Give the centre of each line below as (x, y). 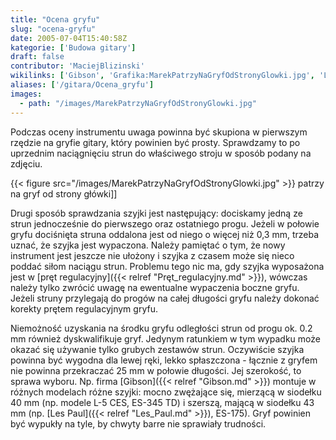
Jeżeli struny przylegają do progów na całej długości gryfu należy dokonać (165, 298)
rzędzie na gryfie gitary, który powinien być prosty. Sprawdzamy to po (155, 142)
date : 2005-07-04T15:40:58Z (69, 38)
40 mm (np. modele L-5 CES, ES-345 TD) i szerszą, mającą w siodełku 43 (162, 402)
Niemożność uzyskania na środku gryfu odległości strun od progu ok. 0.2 (161, 328)
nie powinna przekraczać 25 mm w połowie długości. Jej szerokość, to (156, 370)
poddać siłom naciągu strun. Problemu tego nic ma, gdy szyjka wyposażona (167, 266)
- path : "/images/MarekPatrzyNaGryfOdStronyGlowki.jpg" (138, 103)
